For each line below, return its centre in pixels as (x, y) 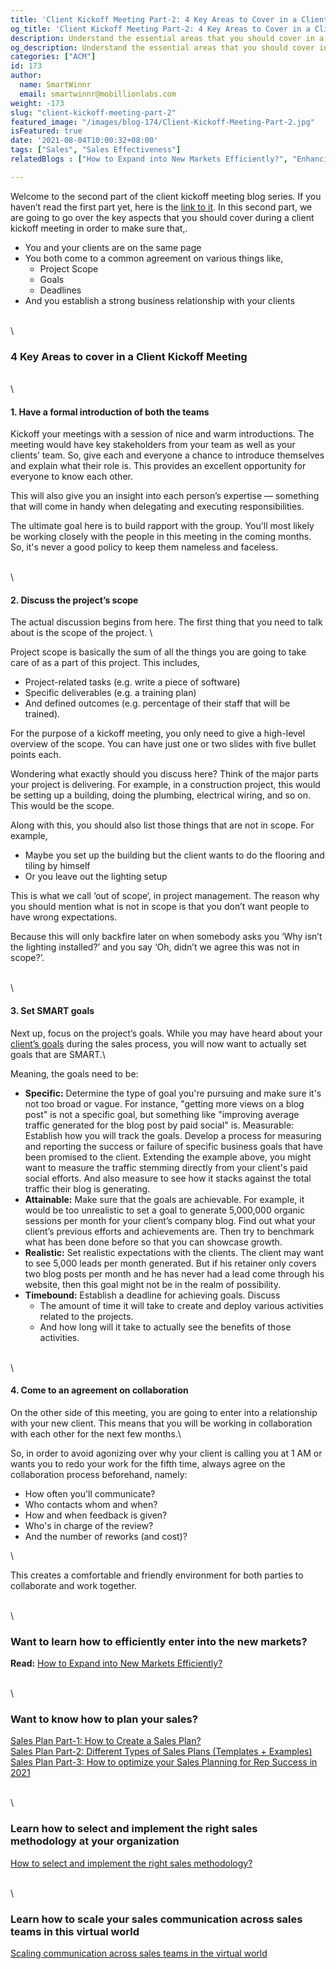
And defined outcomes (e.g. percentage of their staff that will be (157, 703)
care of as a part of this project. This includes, (105, 663)
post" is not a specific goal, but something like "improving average (162, 1114)
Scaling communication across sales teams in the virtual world (139, 1953)
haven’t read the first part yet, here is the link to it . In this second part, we (161, 207)
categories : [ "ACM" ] (53, 57)
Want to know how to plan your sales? (104, 1719)
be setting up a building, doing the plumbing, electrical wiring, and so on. (160, 795)
